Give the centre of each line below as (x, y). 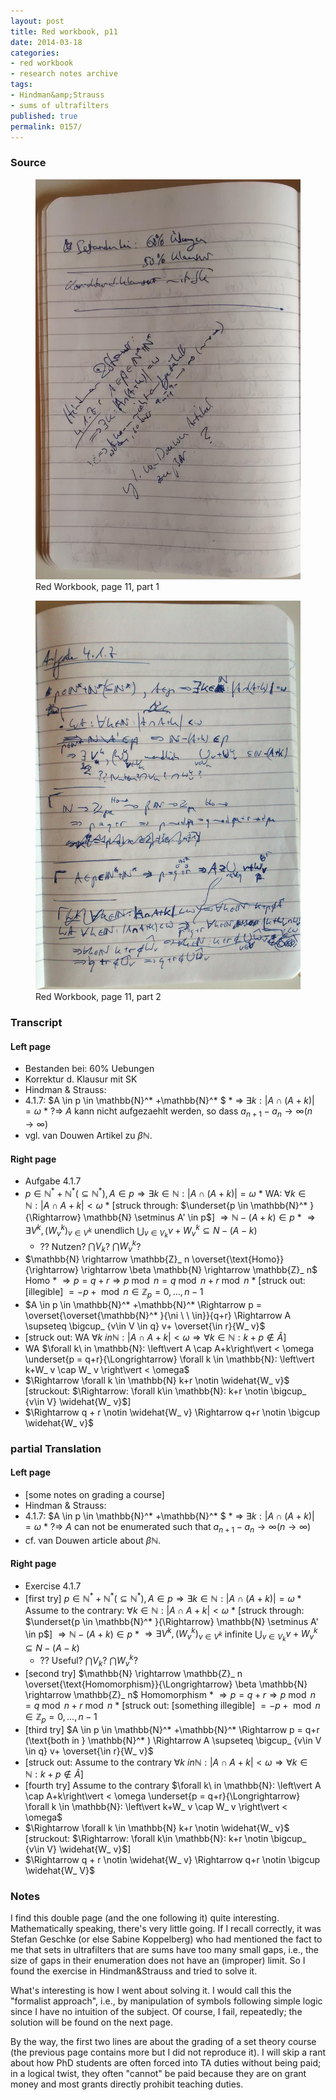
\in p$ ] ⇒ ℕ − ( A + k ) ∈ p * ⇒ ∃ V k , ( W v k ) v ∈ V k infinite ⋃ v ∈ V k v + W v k (171, 1635)
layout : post (37, 21)
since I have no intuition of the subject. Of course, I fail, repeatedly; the (156, 2011)
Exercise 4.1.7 (53, 1586)
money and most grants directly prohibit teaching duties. (127, 2084)
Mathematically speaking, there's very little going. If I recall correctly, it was (166, 1928)
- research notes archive (64, 74)
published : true (44, 116)
